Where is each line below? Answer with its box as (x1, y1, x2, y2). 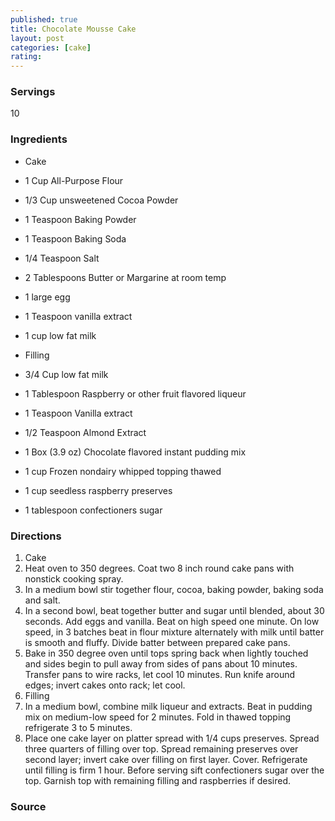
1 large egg (24, 291, 71, 303)
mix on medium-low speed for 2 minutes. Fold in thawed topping (24, 711, 292, 723)
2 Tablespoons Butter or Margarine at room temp (24, 271, 227, 283)
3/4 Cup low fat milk (24, 368, 109, 380)
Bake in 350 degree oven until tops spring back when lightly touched (24, 647, 309, 660)
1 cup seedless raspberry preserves (24, 484, 173, 496)
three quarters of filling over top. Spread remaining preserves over (24, 743, 299, 755)
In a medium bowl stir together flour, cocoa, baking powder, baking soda (24, 584, 324, 596)
